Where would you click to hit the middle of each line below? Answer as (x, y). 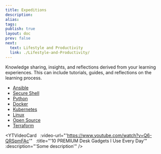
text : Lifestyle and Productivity (46, 48)
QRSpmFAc (17, 141)
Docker (20, 104)
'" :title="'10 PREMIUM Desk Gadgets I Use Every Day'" (88, 141)
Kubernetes (25, 109)
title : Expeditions (26, 10)
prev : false (18, 39)
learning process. (24, 78)
